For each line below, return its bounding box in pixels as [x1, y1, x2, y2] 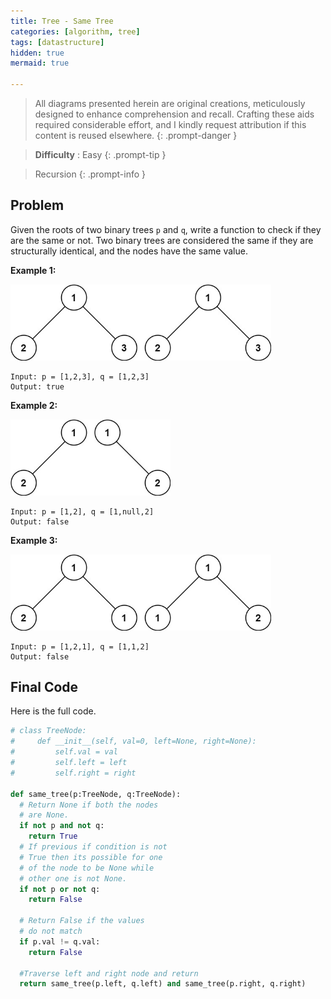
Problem [10, 197, 65, 214]
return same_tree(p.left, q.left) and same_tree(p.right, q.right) [19, 979, 307, 989]
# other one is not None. [19, 873, 128, 884]
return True [28, 831, 78, 842]
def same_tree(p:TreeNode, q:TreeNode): [10, 789, 182, 799]
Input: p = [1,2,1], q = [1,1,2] [10, 641, 150, 652]
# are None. [19, 810, 70, 820]
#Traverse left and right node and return [19, 968, 199, 979]
